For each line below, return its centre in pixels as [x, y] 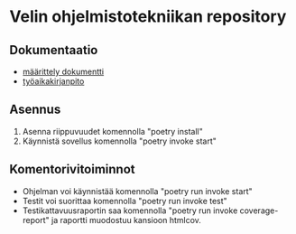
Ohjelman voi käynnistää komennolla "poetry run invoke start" [137, 191]
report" [36, 220]
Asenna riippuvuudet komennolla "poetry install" [112, 131]
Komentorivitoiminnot [72, 169]
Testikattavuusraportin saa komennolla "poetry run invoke [130, 211]
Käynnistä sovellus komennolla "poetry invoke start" [119, 141]
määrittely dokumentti [63, 71]
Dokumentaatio [54, 50]
